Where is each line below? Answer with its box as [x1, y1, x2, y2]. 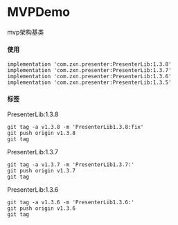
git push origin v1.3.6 [7, 205, 76, 212]
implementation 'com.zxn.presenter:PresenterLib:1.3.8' [7, 61, 172, 68]
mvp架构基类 [7, 28, 44, 36]
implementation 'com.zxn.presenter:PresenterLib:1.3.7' [7, 67, 172, 74]
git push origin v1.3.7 [7, 168, 76, 174]
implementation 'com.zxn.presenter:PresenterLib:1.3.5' [7, 79, 172, 87]
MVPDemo [7, 4, 71, 20]
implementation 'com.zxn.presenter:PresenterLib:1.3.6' [7, 73, 172, 80]
